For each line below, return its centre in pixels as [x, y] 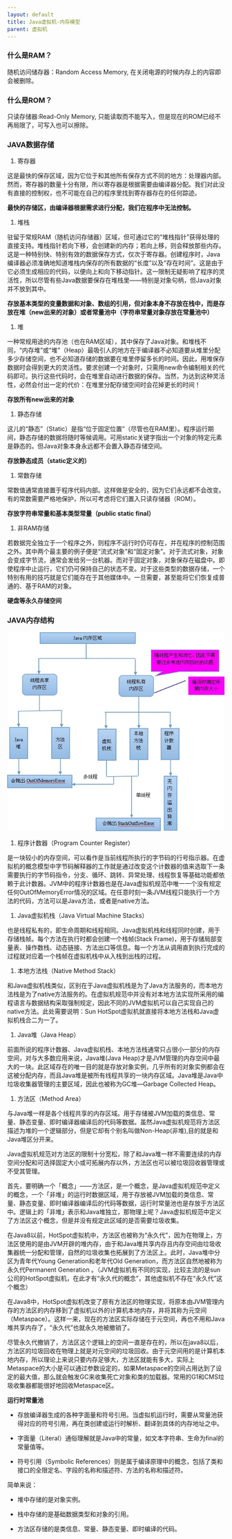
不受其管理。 [25, 1171]
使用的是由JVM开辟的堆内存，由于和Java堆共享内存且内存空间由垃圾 [117, 1244]
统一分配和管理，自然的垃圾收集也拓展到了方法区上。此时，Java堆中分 [120, 1253]
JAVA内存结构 [31, 621]
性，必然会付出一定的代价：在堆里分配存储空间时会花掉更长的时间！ [104, 385]
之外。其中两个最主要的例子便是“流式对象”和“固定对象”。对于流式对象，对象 [115, 551]
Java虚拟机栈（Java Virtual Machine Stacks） [83, 916]
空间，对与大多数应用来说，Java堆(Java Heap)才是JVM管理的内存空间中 [110, 1058]
